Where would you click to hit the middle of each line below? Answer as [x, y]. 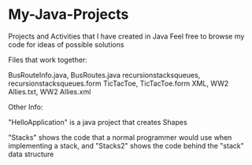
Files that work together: [48, 60]
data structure [31, 154]
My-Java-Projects [69, 15]
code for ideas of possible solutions [66, 44]
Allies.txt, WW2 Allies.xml [50, 91]
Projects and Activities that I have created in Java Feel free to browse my [126, 36]
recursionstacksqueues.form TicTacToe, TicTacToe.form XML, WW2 [119, 83]
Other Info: [26, 107]
